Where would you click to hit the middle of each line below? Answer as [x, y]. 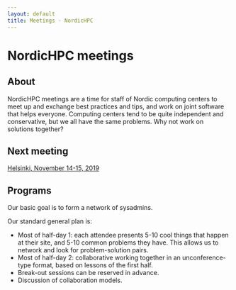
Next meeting [38, 151]
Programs [29, 190]
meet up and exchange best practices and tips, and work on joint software [116, 106]
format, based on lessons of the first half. [93, 265]
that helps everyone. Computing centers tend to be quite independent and [116, 113]
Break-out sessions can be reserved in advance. [88, 273]
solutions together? [35, 129]
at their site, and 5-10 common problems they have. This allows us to [118, 242]
